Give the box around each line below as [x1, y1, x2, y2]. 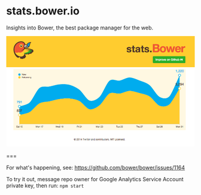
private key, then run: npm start [6, 182, 84, 189]
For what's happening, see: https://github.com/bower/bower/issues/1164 [6, 164, 185, 171]
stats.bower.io [6, 4, 80, 18]
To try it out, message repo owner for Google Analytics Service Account [6, 175, 184, 182]
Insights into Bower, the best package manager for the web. [6, 24, 154, 31]
